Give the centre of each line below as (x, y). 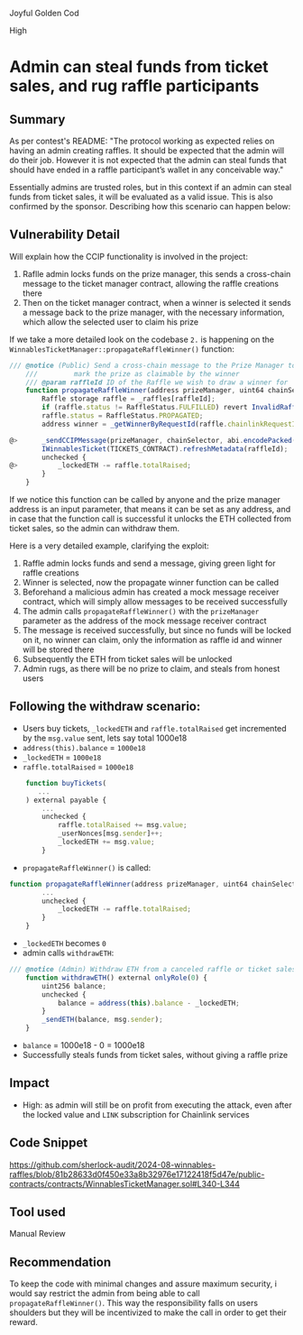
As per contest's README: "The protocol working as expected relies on (142, 141)
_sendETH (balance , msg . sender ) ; (103, 1020)
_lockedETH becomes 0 (64, 943)
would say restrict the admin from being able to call (105, 1294)
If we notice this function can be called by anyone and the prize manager (145, 500)
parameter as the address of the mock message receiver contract (144, 621)
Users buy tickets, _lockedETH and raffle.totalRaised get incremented (154, 728)
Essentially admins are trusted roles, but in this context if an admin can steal (151, 187)
